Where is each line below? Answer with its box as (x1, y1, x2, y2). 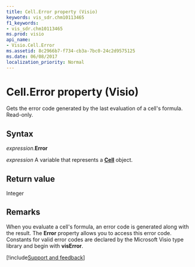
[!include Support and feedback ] (6, 254, 85, 261)
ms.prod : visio (6, 31, 44, 37)
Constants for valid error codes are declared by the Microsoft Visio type (6, 236, 184, 243)
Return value (6, 174, 55, 184)
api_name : (6, 37, 31, 43)
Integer (6, 190, 24, 197)
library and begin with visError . (6, 242, 84, 250)
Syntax (6, 129, 34, 139)
